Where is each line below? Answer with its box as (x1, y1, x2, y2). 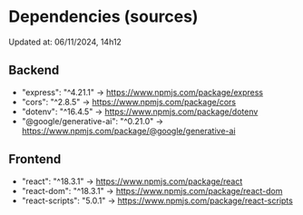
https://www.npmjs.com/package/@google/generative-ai (21, 125, 237, 136)
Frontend (8, 151, 62, 167)
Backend (8, 63, 60, 78)
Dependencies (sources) (8, 6, 199, 27)
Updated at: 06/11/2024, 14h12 (8, 36, 122, 47)
